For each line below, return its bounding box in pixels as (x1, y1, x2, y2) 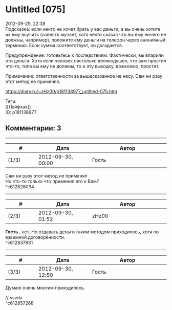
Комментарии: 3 (5, 124, 61, 132)
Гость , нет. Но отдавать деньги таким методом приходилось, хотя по (5, 229, 159, 235)
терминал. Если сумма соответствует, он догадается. (5, 42, 123, 48)
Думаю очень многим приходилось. (5, 284, 85, 291)
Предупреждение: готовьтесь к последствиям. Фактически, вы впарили (5, 52, 164, 58)
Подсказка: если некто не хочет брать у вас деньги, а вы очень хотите (5, 26, 161, 32)
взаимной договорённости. (5, 234, 66, 240)
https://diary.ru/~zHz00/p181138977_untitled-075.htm (5, 88, 118, 94)
